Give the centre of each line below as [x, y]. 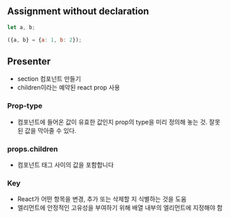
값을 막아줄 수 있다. [51, 130]
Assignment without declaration [78, 11]
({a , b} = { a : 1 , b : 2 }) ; [45, 40]
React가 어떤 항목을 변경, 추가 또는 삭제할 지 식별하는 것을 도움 [102, 199]
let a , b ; [21, 27]
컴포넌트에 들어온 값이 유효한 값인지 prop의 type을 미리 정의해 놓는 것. [112, 122]
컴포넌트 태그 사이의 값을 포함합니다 [65, 165]
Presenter [29, 61]
